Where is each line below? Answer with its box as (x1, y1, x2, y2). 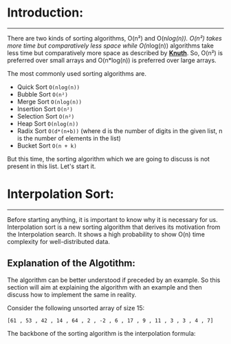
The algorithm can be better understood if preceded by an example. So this (7, 276, 221, 284)
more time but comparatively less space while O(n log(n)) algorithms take (7, 41, 214, 50)
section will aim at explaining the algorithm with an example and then (7, 283, 203, 291)
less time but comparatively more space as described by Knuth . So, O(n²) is (7, 48, 223, 57)
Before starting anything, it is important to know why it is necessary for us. (7, 215, 218, 223)
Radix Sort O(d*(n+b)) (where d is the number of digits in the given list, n (16, 126, 223, 135)
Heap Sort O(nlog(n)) (16, 119, 79, 128)
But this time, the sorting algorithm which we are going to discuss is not (7, 154, 210, 163)
